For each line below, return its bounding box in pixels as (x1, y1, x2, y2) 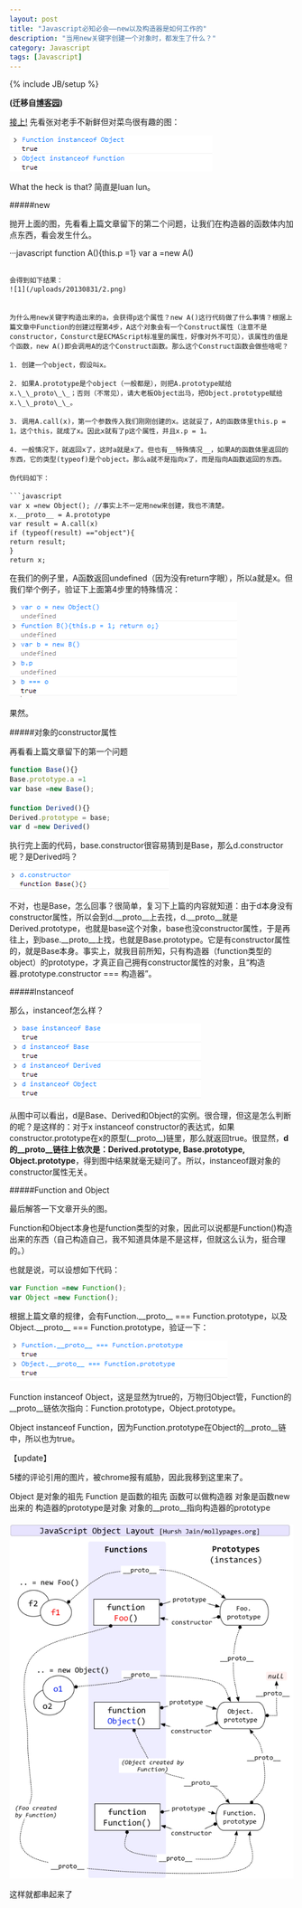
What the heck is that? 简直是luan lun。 (9, 182, 156, 193)
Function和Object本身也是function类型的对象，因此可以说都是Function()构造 (9, 1223, 293, 1233)
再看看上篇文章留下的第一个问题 (9, 746, 128, 757)
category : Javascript (9, 43, 91, 52)
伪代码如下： (9, 474, 50, 483)
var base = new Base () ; (9, 784, 95, 793)
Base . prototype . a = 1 (9, 775, 87, 784)
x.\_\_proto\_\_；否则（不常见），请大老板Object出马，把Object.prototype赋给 (9, 389, 283, 398)
